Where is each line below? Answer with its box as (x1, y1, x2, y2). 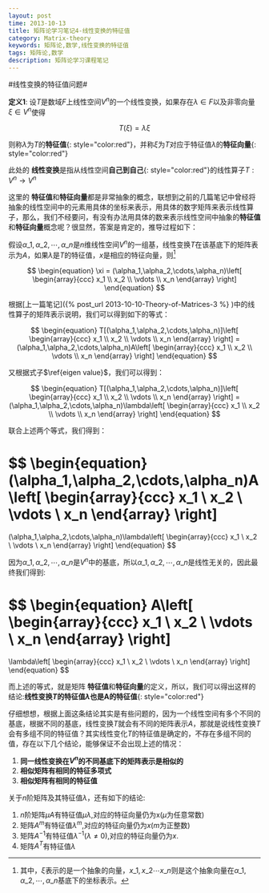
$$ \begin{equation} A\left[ (8, 596, 194, 614)
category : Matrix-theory (8, 34, 91, 42)
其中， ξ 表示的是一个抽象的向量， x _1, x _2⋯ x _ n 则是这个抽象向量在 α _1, (19, 866, 247, 875)
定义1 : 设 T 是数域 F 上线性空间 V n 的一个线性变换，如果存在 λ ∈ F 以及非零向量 (8, 95, 255, 107)
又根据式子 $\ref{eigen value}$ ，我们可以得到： (8, 368, 165, 378)
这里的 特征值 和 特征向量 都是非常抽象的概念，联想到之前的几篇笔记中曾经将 (8, 192, 256, 201)
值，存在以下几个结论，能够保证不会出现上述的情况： (8, 738, 184, 748)
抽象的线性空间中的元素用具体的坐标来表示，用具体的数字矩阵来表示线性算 (8, 202, 254, 212)
